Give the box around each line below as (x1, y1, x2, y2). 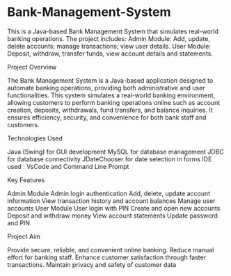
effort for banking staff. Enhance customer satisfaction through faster (7, 253, 207, 261)
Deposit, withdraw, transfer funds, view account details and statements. (7, 49, 214, 58)
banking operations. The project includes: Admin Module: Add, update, (7, 34, 211, 42)
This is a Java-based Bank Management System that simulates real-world (7, 27, 219, 35)
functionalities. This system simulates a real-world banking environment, (7, 91, 216, 99)
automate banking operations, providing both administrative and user (7, 83, 205, 92)
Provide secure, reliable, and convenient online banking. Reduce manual (7, 245, 214, 254)
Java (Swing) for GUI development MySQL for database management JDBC (7, 147, 225, 156)
